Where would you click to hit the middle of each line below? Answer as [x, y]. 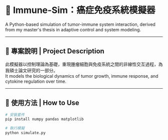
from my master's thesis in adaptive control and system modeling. [73, 29]
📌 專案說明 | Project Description [55, 51]
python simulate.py [25, 133]
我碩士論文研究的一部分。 [31, 70]
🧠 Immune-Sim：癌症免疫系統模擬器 [80, 10]
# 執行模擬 [15, 128]
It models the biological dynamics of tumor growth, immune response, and [82, 76]
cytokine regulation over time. [36, 81]
